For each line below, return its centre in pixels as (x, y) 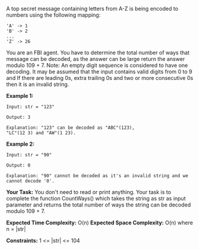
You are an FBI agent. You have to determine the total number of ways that (98, 53)
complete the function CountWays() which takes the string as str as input (96, 198)
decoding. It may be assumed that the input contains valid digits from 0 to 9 (99, 72)
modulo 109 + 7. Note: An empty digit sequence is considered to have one (97, 65)
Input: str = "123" (30, 107)
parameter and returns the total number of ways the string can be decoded (99, 205)
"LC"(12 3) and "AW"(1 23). (41, 133)
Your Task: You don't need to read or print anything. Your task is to (89, 192)
